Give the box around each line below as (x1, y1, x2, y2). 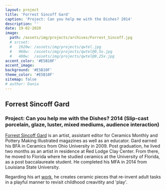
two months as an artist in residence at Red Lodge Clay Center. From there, (5, 148, 160, 155)
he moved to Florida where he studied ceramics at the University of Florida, (5, 154, 161, 160)
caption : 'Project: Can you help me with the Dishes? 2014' (5, 16, 133, 21)
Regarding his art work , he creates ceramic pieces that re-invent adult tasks (5, 174, 161, 180)
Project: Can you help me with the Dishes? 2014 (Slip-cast (5, 115, 149, 122)
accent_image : (5, 63, 35, 68)
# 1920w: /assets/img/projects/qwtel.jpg (9, 44, 101, 49)
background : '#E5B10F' (5, 68, 52, 73)
